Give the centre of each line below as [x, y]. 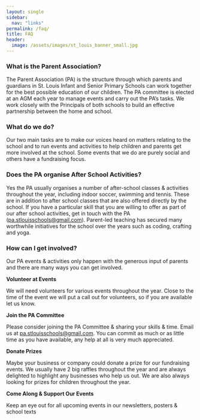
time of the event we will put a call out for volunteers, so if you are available [99, 297]
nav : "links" [28, 23]
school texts [21, 412]
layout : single [25, 12]
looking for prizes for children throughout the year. [68, 382]
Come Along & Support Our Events [50, 394]
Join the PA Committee [35, 315]
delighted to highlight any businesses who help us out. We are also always [98, 376]
